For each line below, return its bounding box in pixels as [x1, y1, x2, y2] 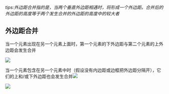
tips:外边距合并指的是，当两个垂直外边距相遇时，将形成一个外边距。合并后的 [5, 4, 163, 10]
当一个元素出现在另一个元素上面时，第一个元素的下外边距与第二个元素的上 [5, 40, 159, 46]
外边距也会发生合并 [33, 73, 73, 79]
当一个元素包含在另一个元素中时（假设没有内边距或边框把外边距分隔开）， [5, 67, 157, 73]
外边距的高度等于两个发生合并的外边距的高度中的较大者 [5, 10, 119, 16]
